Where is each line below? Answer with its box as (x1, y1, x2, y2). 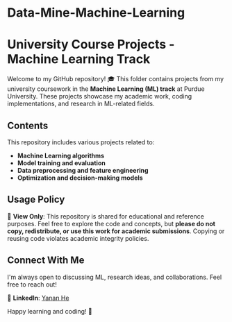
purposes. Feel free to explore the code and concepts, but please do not (7, 219, 215, 228)
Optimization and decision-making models (17, 173, 144, 182)
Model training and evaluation (17, 158, 106, 167)
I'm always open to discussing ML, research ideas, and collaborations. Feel (7, 273, 222, 281)
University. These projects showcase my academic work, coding (7, 92, 192, 101)
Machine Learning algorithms (17, 151, 105, 160)
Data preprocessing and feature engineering (17, 166, 149, 174)
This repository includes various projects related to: (7, 137, 155, 146)
